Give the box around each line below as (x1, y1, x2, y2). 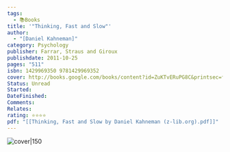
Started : (7, 86, 32, 93)
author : (7, 29, 29, 36)
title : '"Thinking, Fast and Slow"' (7, 23, 112, 29)
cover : (7, 73, 26, 81)
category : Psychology (7, 42, 69, 49)
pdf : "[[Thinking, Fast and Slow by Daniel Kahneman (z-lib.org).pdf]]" (7, 118, 219, 125)
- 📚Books (13, 16, 40, 23)
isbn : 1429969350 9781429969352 (7, 67, 99, 74)
